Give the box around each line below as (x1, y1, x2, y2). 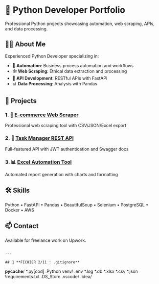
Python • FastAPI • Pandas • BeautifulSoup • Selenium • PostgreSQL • (5, 202, 149, 207)
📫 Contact (5, 222, 39, 230)
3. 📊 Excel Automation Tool (5, 158, 72, 165)
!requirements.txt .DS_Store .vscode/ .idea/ (5, 273, 92, 279)
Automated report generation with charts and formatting (5, 172, 118, 178)
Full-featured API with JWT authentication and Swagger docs (5, 146, 129, 152)
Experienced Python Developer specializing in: (5, 53, 99, 59)
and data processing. (5, 26, 48, 31)
